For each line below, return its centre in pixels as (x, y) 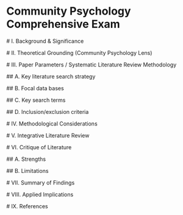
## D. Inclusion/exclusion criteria (48, 111)
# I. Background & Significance (45, 41)
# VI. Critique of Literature (39, 147)
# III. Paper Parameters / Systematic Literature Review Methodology (91, 65)
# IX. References (27, 206)
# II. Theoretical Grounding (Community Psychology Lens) (79, 52)
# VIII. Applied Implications (40, 194)
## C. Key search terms (36, 100)
